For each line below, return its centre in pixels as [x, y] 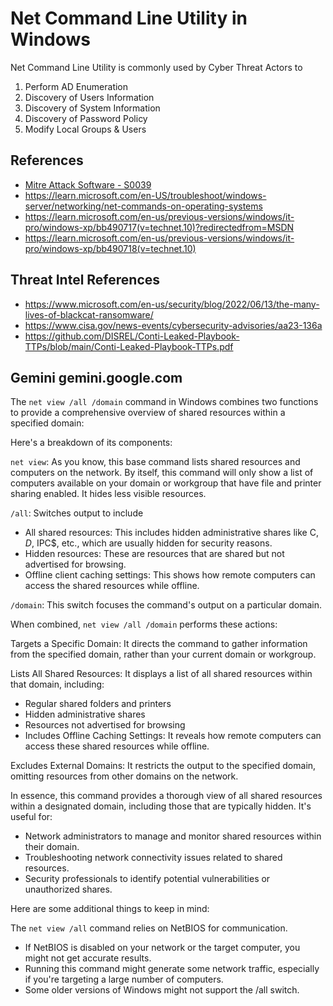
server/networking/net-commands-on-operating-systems [143, 206]
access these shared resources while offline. [117, 746]
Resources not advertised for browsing [105, 725]
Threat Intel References [85, 280]
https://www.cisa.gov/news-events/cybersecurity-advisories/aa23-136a [173, 325]
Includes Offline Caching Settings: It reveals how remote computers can [173, 736]
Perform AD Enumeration [76, 86]
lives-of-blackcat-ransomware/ [89, 314]
